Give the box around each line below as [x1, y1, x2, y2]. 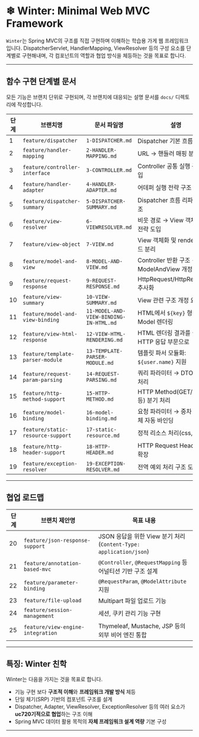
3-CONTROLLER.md [86, 167, 132, 173]
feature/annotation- [23, 560, 82, 567]
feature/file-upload [23, 597, 82, 604]
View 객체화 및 [137, 236, 176, 244]
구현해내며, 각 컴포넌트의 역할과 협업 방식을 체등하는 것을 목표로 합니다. [21, 52, 187, 59]
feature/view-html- [23, 330, 78, 337]
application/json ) [98, 547, 150, 556]
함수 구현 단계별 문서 [6, 76, 76, 87]
